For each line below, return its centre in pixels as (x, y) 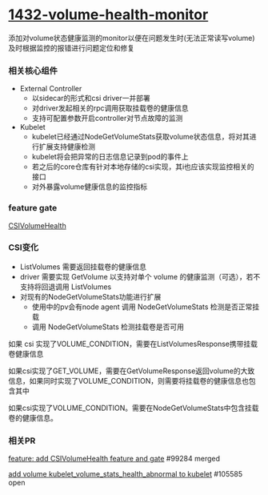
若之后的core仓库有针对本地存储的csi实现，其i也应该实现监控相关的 (143, 167)
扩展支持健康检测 (67, 147)
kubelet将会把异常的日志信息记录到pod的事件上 (110, 157)
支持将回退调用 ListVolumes (66, 287)
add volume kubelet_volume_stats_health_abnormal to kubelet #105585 (125, 474)
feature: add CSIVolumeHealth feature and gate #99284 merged (114, 459)
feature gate (33, 208)
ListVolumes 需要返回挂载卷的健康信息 (83, 267)
